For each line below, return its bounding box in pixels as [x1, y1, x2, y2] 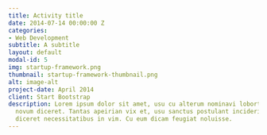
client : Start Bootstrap [8, 93, 91, 101]
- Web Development [8, 33, 69, 42]
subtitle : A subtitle [8, 41, 80, 49]
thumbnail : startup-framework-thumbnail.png [8, 71, 158, 79]
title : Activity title [8, 11, 83, 20]
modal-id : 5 [8, 56, 48, 64]
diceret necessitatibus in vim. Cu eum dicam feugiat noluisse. [15, 115, 233, 123]
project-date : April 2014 [8, 85, 94, 94]
